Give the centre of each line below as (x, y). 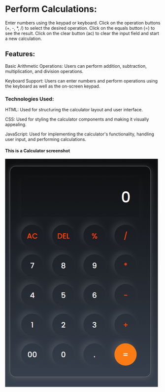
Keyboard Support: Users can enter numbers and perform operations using (82, 81)
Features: (20, 54)
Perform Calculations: (51, 9)
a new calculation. (23, 39)
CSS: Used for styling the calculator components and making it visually (77, 119)
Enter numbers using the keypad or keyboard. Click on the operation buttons (83, 23)
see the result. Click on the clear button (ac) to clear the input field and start (82, 33)
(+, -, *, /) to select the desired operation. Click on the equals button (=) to (80, 28)
